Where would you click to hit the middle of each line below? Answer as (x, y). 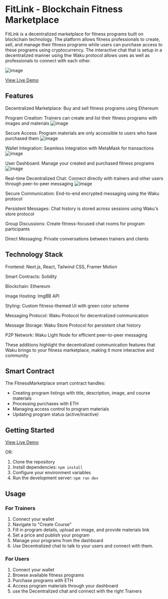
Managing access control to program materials (61, 409)
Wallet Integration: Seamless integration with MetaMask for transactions (79, 148)
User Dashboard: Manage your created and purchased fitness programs (80, 163)
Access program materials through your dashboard (65, 586)
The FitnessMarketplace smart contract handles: (55, 383)
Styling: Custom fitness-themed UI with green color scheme (67, 306)
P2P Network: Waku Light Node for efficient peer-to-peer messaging (76, 335)
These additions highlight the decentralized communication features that (80, 345)
